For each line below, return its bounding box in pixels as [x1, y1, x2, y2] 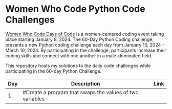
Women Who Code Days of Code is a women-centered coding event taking [5, 31, 164, 37]
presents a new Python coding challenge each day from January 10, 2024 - [5, 41, 165, 48]
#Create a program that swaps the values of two [23, 89, 139, 96]
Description [71, 80, 100, 87]
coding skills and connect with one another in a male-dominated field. [5, 52, 153, 59]
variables [23, 95, 45, 102]
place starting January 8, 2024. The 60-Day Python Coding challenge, [5, 36, 154, 42]
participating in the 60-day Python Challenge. [5, 68, 102, 74]
